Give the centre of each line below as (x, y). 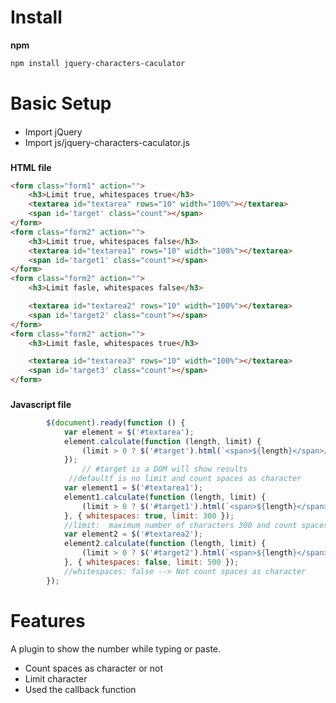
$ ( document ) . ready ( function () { (116, 422)
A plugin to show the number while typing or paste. (116, 648)
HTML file (31, 167)
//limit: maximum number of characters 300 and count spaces (196, 525)
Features (48, 620)
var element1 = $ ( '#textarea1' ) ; (133, 488)
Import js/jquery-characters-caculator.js (107, 142)
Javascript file (41, 404)
